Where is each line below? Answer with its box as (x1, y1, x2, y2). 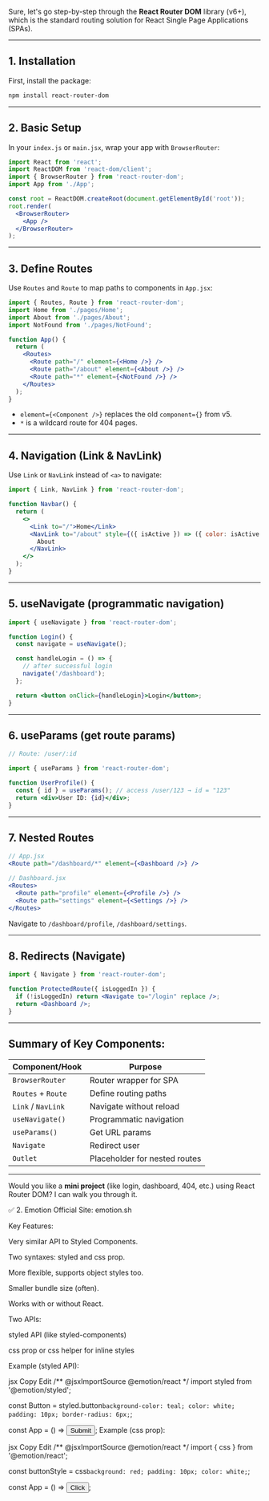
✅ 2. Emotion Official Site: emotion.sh (8, 1205, 132, 1215)
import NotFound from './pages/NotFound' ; (8, 321, 152, 329)
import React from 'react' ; (8, 158, 102, 166)
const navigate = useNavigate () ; (15, 640, 127, 648)
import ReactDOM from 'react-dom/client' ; (8, 165, 152, 173)
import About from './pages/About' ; (8, 313, 130, 322)
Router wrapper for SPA (89, 1074, 179, 1085)
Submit (70, 1426, 92, 1434)
